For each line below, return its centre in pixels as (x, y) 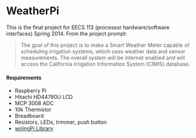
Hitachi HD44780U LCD (44, 97)
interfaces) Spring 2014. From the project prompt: (67, 33)
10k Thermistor (33, 110)
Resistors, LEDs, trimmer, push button (61, 122)
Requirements (24, 78)
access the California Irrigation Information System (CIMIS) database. (105, 64)
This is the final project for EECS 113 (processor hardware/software (88, 27)
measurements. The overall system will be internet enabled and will (103, 57)
